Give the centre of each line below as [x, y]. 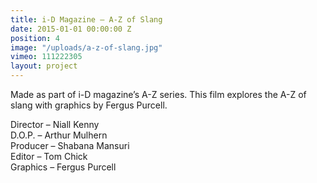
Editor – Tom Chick [49, 156]
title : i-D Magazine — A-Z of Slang [86, 19]
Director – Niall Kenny [55, 124]
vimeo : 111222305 [46, 57]
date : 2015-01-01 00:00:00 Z [71, 29]
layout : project [44, 66]
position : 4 [35, 38]
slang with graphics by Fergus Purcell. [89, 105]
